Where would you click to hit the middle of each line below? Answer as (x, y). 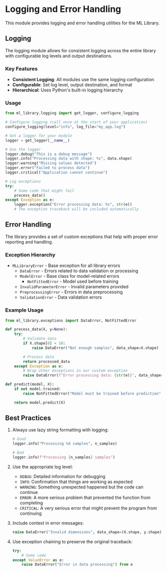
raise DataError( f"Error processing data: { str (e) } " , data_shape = (93, 375)
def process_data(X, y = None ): (37, 329)
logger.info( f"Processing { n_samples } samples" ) (64, 457)
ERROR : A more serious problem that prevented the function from (85, 497)
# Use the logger (23, 149)
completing (31, 502)
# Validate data (40, 339)
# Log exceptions (23, 181)
